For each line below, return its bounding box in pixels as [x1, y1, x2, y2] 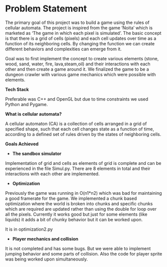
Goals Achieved [5, 140, 39, 147]
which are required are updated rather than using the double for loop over [5, 206, 157, 212]
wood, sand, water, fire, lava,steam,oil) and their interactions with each [5, 61, 151, 67]
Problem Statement [5, 3, 87, 14]
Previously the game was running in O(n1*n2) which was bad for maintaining [5, 190, 162, 196]
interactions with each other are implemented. [5, 170, 100, 177]
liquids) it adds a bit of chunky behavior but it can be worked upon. [5, 216, 143, 222]
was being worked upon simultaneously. [5, 256, 88, 262]
